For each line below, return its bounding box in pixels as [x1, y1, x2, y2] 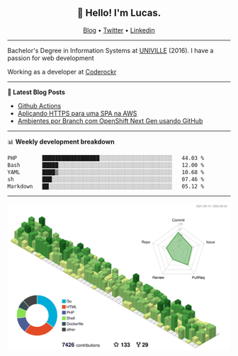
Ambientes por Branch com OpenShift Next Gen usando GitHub [17, 116, 203, 125]
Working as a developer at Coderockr [7, 67, 117, 76]
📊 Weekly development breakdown [7, 137, 115, 146]
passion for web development [7, 54, 94, 62]
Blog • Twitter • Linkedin [83, 25, 155, 34]
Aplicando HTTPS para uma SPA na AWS [17, 109, 137, 117]
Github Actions [17, 101, 62, 110]
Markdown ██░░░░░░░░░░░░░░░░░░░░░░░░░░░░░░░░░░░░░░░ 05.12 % [7, 183, 204, 190]
